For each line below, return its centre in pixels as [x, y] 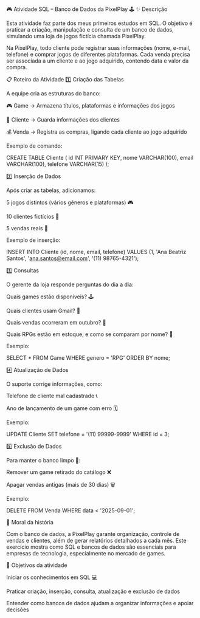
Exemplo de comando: [34, 146]
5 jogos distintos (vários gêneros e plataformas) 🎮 [70, 202]
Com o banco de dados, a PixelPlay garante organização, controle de [93, 534]
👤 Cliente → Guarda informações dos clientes [63, 120]
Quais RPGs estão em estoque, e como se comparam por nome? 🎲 [90, 334]
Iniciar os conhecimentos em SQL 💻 [52, 577]
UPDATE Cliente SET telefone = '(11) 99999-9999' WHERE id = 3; [88, 434]
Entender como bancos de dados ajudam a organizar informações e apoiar [100, 603]
